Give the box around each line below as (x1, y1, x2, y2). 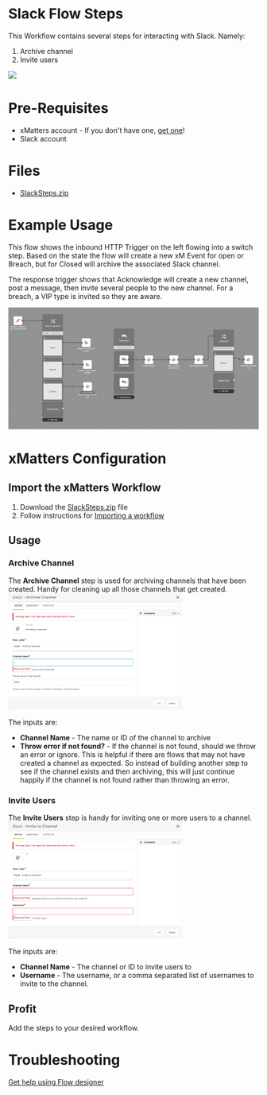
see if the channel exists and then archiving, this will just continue (19, 767, 235, 776)
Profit (8, 1002, 37, 1015)
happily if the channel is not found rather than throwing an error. (19, 775, 230, 784)
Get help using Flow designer (8, 1077, 105, 1086)
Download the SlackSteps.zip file (19, 502, 129, 511)
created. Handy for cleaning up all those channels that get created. (8, 584, 228, 593)
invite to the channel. (19, 979, 89, 988)
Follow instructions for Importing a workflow (19, 511, 164, 520)
